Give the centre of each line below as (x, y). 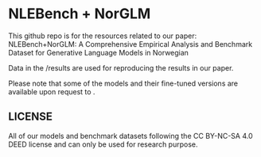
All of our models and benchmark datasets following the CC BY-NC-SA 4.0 (130, 136)
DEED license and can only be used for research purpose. (103, 144)
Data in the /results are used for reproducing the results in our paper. (121, 67)
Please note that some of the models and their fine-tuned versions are (123, 83)
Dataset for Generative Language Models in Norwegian (99, 52)
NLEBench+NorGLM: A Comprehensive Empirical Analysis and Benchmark (130, 44)
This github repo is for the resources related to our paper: (103, 36)
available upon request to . (52, 91)
